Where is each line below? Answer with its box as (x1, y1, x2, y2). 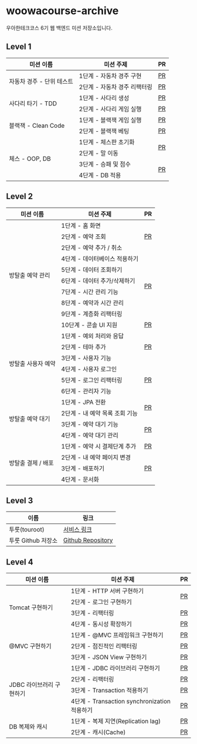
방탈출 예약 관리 (9, 271, 50, 279)
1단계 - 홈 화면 (61, 221, 101, 230)
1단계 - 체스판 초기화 (79, 138, 135, 146)
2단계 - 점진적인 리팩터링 (70, 642, 138, 650)
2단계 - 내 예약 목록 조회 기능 (61, 409, 138, 417)
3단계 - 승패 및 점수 (79, 160, 131, 168)
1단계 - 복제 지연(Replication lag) (70, 717, 161, 725)
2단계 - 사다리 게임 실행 (79, 105, 142, 113)
